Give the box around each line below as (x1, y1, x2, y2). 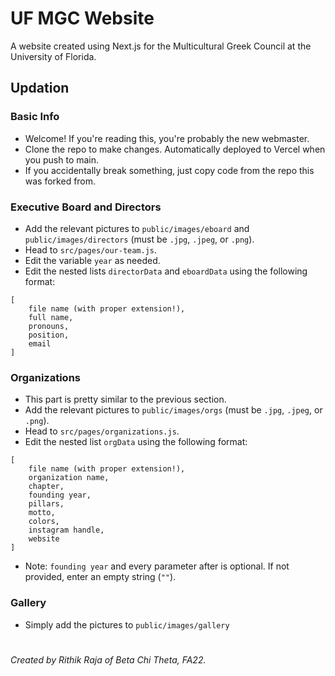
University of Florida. (10, 50, 97, 62)
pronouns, (28, 321, 70, 331)
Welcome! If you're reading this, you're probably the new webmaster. (24, 132, 310, 144)
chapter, (28, 482, 65, 492)
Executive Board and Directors (10, 200, 162, 214)
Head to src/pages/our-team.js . (24, 243, 158, 256)
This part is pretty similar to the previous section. (24, 393, 227, 406)
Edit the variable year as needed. (24, 254, 161, 266)
